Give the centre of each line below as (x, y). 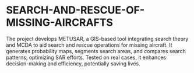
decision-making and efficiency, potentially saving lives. (73, 63)
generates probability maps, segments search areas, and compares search (96, 51)
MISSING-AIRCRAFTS (60, 22)
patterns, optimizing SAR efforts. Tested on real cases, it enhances (86, 57)
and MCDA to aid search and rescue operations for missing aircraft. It (89, 45)
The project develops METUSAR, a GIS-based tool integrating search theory (97, 39)
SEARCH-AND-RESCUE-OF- (75, 10)
